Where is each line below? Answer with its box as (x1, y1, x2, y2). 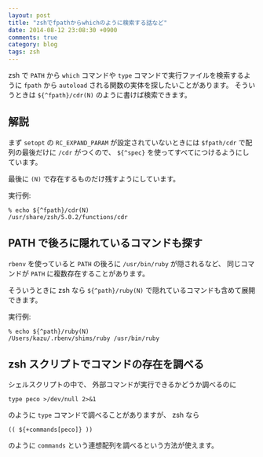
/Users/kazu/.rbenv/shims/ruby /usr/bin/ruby (8, 335, 159, 342)
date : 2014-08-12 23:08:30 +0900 (8, 26, 118, 34)
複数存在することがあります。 (53, 269, 150, 278)
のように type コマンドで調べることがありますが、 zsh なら (8, 410, 200, 420)
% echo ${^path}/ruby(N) (8, 327, 89, 335)
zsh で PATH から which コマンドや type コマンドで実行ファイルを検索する (8, 71, 245, 79)
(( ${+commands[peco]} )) (8, 426, 93, 434)
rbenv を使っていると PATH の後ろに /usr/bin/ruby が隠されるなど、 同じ (8, 258, 241, 268)
